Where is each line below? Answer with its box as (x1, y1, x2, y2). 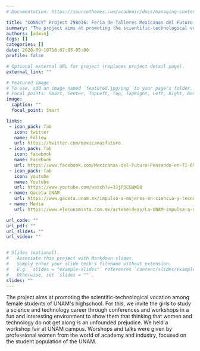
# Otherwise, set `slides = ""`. (6, 272, 95, 278)
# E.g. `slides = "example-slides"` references (6, 266, 132, 272)
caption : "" (11, 102, 42, 108)
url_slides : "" (6, 228, 44, 234)
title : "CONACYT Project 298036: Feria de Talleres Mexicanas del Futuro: (6, 19, 196, 26)
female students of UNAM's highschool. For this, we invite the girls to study (6, 300, 192, 307)
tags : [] (6, 36, 28, 42)
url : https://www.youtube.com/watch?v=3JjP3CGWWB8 (14, 184, 143, 190)
